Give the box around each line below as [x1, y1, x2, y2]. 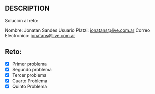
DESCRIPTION [5, 4, 50, 13]
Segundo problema [12, 66, 52, 72]
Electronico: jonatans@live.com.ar [5, 32, 76, 38]
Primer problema [12, 61, 47, 67]
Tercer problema [12, 72, 47, 78]
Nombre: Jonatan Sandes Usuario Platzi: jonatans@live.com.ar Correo [5, 27, 150, 33]
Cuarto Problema [12, 78, 48, 84]
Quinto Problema [12, 83, 47, 89]
